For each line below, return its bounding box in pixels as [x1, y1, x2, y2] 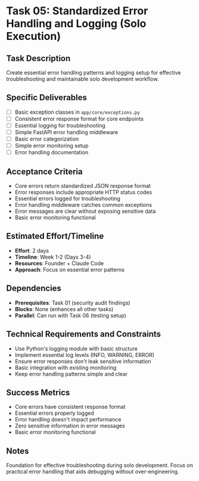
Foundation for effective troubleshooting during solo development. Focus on [6, 462, 194, 469]
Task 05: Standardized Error [6, 4, 148, 18]
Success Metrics [6, 387, 70, 398]
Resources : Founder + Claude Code [14, 259, 104, 266]
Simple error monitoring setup [14, 142, 89, 150]
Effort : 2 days [14, 247, 49, 254]
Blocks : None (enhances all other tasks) [14, 305, 114, 312]
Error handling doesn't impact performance [14, 416, 122, 423]
